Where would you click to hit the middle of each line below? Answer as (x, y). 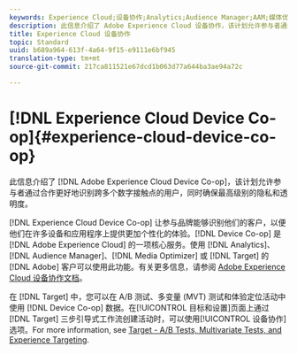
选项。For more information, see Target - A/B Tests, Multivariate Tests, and (146, 329)
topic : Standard (39, 42)
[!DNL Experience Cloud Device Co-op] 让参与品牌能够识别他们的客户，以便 (148, 222)
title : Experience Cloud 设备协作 (70, 34)
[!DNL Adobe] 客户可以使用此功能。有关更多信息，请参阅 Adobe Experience (147, 266)
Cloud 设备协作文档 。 (48, 277)
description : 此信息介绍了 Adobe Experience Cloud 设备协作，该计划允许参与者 (145, 26)
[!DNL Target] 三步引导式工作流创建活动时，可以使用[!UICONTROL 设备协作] (148, 319)
